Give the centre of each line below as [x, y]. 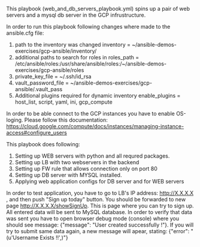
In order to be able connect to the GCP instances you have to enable [90, 114]
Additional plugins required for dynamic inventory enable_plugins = [98, 96]
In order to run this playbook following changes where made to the [88, 27]
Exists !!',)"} [54, 237]
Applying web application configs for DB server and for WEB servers [99, 181]
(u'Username [22, 237]
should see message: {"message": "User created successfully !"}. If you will [100, 225]
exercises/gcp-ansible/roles [49, 70]
